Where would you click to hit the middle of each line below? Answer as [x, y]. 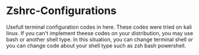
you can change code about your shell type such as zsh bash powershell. [96, 46]
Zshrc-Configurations [61, 11]
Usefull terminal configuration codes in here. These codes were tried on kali [99, 27]
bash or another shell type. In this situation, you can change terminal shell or [100, 39]
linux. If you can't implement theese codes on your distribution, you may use [100, 33]
